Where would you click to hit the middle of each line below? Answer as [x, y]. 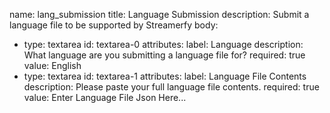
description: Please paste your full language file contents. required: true [171, 87]
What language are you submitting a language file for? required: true [164, 55]
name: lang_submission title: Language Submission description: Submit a [159, 14]
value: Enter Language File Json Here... [105, 97]
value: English [52, 65]
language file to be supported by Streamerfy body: [114, 25]
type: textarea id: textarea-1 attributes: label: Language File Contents [165, 76]
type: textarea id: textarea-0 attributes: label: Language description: [163, 44]
